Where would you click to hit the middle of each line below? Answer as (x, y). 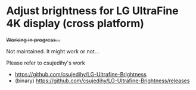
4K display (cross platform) (75, 23)
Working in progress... (33, 40)
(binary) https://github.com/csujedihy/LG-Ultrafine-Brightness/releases (102, 81)
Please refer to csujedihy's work (46, 63)
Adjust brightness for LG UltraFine (92, 11)
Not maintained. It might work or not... (53, 51)
